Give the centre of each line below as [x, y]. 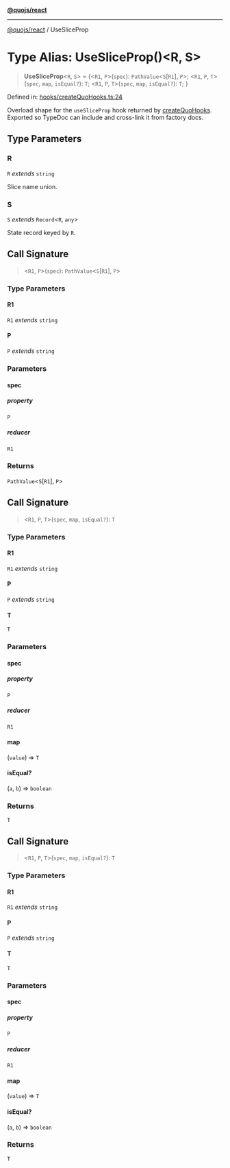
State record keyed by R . [42, 232]
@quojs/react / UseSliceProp [48, 29]
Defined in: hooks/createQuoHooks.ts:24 [65, 97]
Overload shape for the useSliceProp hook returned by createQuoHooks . [110, 110]
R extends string [31, 173]
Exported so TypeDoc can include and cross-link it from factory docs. [105, 117]
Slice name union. [32, 186]
